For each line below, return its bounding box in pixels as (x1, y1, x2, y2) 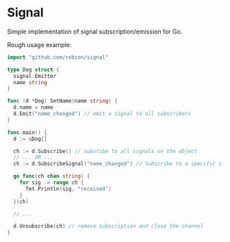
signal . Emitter (13, 72, 57, 79)
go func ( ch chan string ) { (13, 173, 90, 180)
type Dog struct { (7, 66, 60, 73)
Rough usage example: (7, 40, 72, 49)
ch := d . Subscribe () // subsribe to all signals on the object (13, 148, 197, 154)
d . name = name (13, 104, 53, 111)
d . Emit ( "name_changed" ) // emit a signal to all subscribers (13, 111, 192, 118)
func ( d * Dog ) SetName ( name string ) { (7, 98, 118, 105)
